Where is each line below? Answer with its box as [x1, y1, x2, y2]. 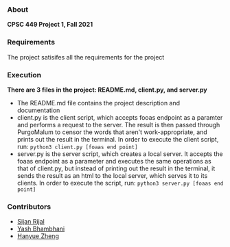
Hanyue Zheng [16, 232, 60, 240]
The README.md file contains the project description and [16, 99, 181, 107]
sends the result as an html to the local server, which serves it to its [16, 171, 208, 179]
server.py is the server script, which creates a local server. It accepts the [16, 149, 223, 158]
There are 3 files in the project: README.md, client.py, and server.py [7, 86, 207, 94]
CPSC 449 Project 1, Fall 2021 [7, 21, 93, 29]
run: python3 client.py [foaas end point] [16, 142, 139, 151]
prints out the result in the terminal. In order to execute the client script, [16, 135, 219, 143]
